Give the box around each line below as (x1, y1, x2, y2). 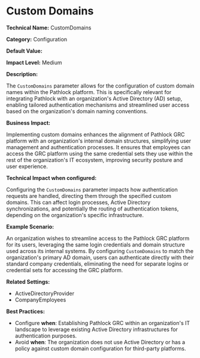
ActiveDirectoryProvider (14, 290, 75, 297)
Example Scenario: (6, 223, 54, 230)
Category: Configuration (6, 35, 68, 43)
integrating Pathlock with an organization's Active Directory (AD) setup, (6, 95, 183, 102)
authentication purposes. (14, 332, 77, 339)
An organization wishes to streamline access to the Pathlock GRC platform (6, 234, 190, 242)
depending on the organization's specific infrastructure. (6, 211, 144, 218)
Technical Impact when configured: (6, 174, 97, 181)
